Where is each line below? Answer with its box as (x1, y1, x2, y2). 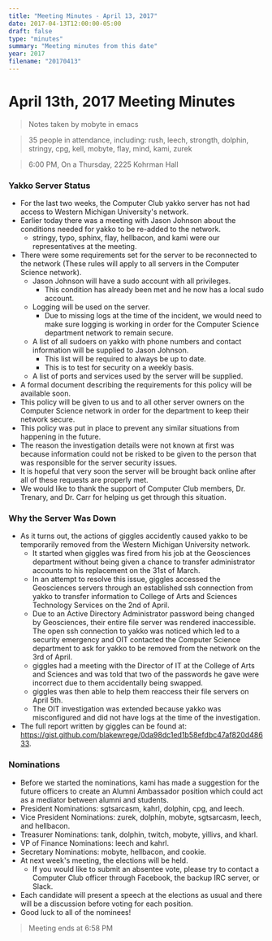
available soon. (19, 388, 71, 399)
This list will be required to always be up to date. (44, 354, 207, 364)
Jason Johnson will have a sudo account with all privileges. (32, 276, 231, 286)
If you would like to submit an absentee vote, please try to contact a (32, 864, 260, 873)
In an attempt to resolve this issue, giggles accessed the (32, 575, 221, 584)
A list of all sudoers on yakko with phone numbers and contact (32, 337, 242, 347)
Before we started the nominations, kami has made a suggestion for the (19, 777, 260, 787)
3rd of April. (32, 652, 73, 662)
